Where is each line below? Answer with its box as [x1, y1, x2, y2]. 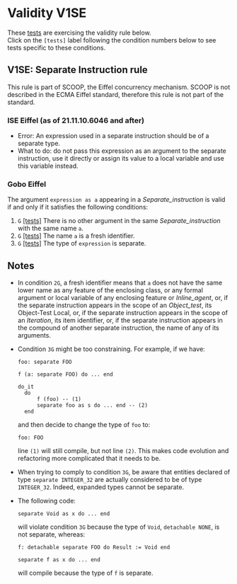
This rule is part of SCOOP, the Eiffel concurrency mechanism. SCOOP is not [7, 83, 231, 91]
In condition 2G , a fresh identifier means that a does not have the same [17, 278, 223, 287]
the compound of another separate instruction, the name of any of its [17, 324, 219, 332]
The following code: [17, 497, 76, 505]
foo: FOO [17, 434, 44, 442]
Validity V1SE [7, 5, 87, 21]
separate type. [17, 139, 61, 148]
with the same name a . [17, 224, 83, 233]
